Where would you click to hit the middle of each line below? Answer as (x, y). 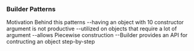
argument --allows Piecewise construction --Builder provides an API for (97, 35)
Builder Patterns (31, 9)
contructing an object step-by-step (51, 42)
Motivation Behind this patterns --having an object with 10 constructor (95, 22)
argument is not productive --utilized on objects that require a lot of (91, 29)
